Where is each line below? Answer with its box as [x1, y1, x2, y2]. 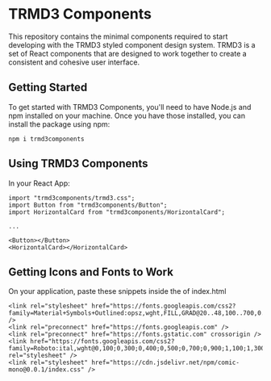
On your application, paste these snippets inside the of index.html [8, 287, 227, 296]
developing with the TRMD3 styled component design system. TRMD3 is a [8, 40, 256, 49]
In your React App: [8, 178, 70, 188]
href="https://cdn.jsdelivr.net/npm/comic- [91, 358, 240, 367]
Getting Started [8, 81, 88, 94]
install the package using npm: [8, 119, 110, 129]
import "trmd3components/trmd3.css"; [8, 194, 135, 202]
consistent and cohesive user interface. [8, 57, 140, 67]
